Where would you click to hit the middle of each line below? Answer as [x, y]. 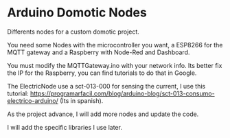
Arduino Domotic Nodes [77, 13]
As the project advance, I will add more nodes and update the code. [103, 114]
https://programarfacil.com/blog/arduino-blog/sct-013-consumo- [122, 93]
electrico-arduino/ [33, 100]
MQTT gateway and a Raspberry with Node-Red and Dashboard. [99, 52]
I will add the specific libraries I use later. [65, 127]
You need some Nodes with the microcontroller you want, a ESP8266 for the [115, 45]
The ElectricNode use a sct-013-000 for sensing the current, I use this [106, 86]
